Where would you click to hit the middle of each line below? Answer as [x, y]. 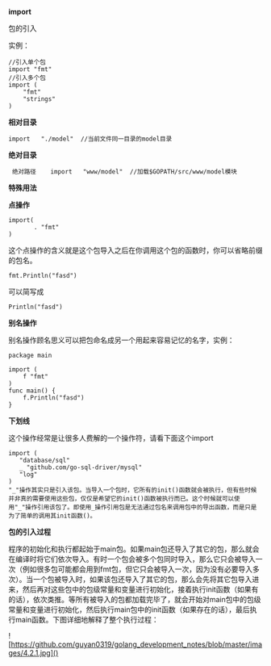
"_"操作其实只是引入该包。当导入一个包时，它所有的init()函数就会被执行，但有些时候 [133, 490]
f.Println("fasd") [54, 398]
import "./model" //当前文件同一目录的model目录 [90, 139]
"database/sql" [44, 460]
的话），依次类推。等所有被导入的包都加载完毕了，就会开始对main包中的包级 [135, 599]
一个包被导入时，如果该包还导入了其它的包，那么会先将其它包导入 [142, 579]
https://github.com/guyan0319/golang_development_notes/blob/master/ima [137, 644]
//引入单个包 [27, 62]
